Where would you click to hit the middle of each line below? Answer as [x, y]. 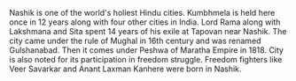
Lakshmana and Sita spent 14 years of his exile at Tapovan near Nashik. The [148, 31]
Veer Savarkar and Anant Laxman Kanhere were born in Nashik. [125, 69]
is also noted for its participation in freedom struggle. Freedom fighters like [146, 59]
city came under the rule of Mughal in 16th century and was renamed [135, 40]
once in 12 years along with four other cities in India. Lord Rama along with [145, 22]
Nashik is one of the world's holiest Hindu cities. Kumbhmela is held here [142, 13]
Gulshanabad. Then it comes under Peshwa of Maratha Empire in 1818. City [146, 50]
